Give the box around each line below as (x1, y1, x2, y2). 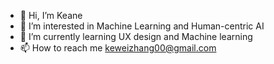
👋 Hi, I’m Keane (19, 10, 83, 21)
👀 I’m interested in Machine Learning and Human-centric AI (19, 20, 265, 32)
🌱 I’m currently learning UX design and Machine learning (19, 31, 253, 42)
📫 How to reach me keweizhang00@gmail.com (19, 42, 217, 54)
